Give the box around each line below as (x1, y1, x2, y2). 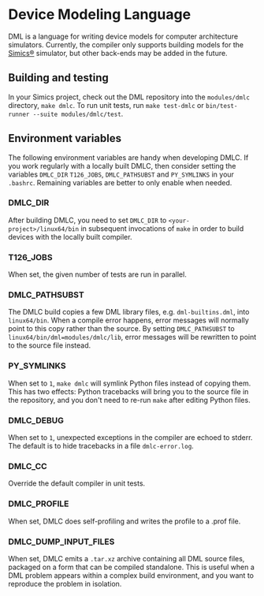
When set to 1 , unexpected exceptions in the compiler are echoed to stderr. (8, 433, 253, 442)
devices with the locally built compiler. (8, 232, 132, 241)
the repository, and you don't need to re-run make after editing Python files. (8, 395, 251, 404)
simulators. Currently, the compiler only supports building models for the (8, 39, 244, 49)
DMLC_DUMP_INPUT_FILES (8, 536, 115, 547)
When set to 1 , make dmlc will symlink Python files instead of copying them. (8, 378, 251, 388)
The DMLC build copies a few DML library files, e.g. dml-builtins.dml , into (8, 307, 250, 317)
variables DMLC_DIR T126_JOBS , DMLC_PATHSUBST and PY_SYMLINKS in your (8, 169, 235, 179)
